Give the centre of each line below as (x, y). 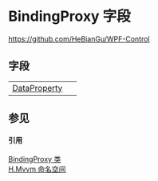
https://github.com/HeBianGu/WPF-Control (79, 39)
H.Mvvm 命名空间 (37, 169)
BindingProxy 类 (35, 159)
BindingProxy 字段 (70, 16)
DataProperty (38, 88)
